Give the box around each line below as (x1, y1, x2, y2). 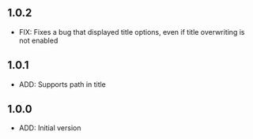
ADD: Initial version (18, 123, 81, 133)
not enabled (18, 36, 59, 45)
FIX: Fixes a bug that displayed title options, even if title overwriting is (18, 27, 245, 36)
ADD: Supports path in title (18, 79, 106, 89)
